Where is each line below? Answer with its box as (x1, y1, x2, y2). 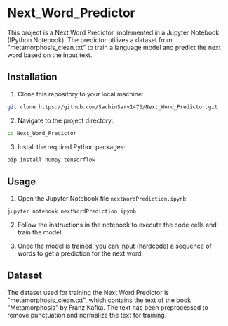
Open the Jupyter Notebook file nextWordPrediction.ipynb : (17, 194, 188, 203)
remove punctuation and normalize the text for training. (7, 311, 167, 319)
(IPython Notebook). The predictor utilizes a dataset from (7, 35, 173, 44)
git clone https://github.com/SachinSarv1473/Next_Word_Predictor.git (7, 104, 218, 111)
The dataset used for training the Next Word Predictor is (7, 288, 170, 296)
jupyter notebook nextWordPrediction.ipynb (7, 208, 137, 215)
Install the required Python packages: (17, 142, 126, 151)
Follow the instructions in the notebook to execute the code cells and (17, 220, 217, 230)
